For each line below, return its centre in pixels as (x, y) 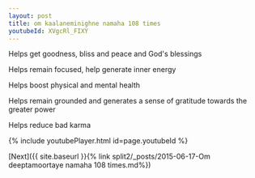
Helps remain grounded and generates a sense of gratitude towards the (128, 101)
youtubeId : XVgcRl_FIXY (49, 31)
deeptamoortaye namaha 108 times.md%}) (80, 165)
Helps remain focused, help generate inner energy (92, 70)
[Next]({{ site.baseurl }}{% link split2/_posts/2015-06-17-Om (109, 157)
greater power (32, 109)
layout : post (30, 16)
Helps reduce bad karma (50, 125)
